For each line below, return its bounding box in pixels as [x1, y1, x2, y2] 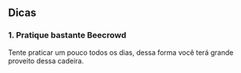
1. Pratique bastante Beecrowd [8, 30, 127, 41]
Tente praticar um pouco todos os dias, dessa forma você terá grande [8, 47, 234, 57]
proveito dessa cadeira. [8, 56, 85, 65]
